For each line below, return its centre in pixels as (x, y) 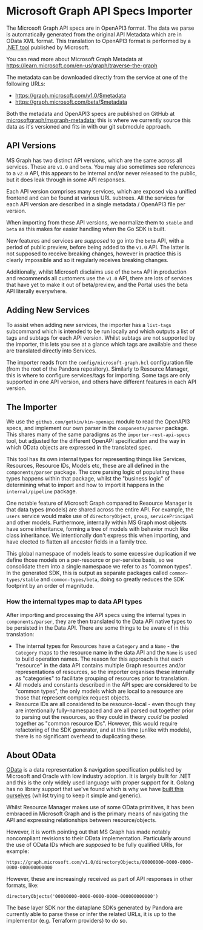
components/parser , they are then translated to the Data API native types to (99, 621)
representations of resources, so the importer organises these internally (105, 672)
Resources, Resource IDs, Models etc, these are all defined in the (88, 466)
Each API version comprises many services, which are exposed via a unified (101, 191)
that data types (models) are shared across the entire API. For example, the (100, 510)
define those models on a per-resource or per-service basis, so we (90, 560)
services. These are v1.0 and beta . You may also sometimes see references (101, 167)
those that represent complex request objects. (73, 697)
